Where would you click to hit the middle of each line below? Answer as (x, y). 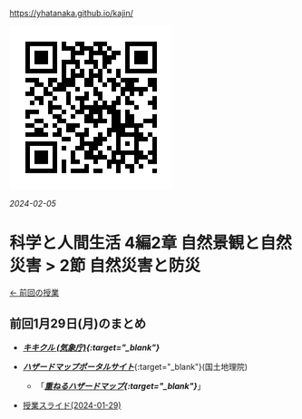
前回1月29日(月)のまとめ (78, 324)
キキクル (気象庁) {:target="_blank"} (91, 347)
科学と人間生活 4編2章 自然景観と (135, 243)
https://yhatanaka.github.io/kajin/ (72, 13)
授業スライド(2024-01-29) (72, 405)
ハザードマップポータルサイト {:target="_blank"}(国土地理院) (135, 366)
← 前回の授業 (34, 292)
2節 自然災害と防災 (130, 266)
